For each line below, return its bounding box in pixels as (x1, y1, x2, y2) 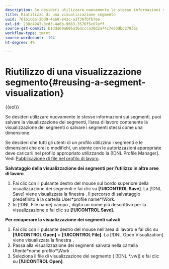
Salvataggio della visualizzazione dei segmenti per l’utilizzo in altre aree (5, 165, 159, 171)
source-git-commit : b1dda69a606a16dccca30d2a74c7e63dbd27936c (5, 26, 138, 31)
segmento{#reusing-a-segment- (5, 76, 146, 88)
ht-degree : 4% (5, 40, 35, 45)
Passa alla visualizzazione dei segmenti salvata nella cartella (12, 242, 138, 248)
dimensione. (5, 129, 31, 136)
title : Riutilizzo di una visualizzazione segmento (5, 12, 116, 17)
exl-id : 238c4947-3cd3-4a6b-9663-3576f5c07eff (5, 21, 105, 27)
